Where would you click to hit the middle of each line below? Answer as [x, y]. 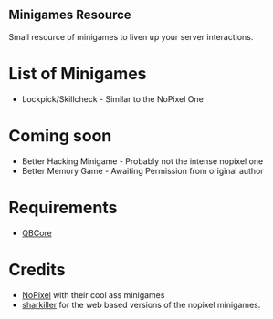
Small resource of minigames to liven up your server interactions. [131, 36]
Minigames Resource [70, 15]
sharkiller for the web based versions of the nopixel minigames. [141, 304]
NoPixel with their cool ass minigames [93, 294]
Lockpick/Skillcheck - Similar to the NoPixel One [113, 98]
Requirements [63, 207]
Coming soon [60, 135]
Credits [37, 269]
